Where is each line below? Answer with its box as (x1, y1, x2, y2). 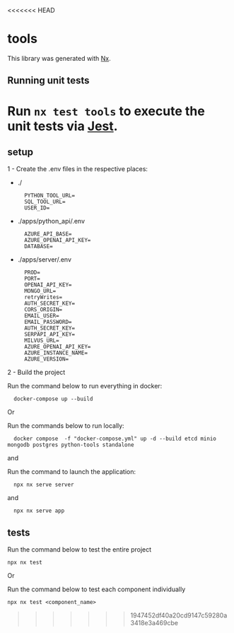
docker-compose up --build (13, 395, 93, 402)
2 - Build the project (7, 368, 66, 377)
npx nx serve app (13, 507, 65, 515)
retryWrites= (24, 294, 63, 301)
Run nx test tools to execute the (7, 103, 205, 119)
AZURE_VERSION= (24, 356, 69, 363)
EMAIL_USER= (24, 313, 59, 320)
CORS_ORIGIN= (24, 306, 63, 313)
